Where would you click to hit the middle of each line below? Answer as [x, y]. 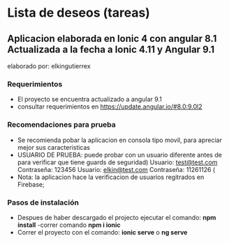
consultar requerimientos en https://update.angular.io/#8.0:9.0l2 [110, 107]
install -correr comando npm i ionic [69, 225]
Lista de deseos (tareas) [79, 13]
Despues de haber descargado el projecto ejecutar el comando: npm [117, 217]
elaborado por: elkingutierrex [49, 66]
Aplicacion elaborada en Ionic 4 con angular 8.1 [112, 39]
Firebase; [31, 184]
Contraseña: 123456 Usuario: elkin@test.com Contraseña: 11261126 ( [116, 169]
